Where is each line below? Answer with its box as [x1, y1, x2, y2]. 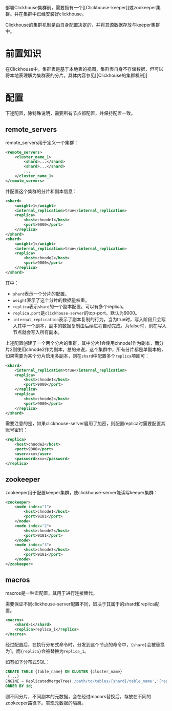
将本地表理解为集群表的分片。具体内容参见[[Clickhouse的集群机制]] [5, 72, 147, 78]
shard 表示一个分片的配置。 [12, 290, 70, 297]
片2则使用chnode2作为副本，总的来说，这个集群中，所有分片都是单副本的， [5, 346, 166, 352]
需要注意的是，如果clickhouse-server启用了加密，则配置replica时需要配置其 [5, 421, 166, 427]
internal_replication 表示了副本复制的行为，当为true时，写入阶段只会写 [12, 316, 166, 322]
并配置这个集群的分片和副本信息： [5, 188, 77, 194]
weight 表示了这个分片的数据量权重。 [12, 297, 90, 303]
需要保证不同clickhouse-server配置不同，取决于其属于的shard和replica [5, 601, 155, 607]
